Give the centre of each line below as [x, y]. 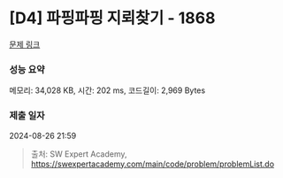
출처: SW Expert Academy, [79, 154]
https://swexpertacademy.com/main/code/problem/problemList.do [153, 164]
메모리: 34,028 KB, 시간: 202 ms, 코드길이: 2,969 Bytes [107, 90]
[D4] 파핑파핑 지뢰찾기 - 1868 [112, 18]
